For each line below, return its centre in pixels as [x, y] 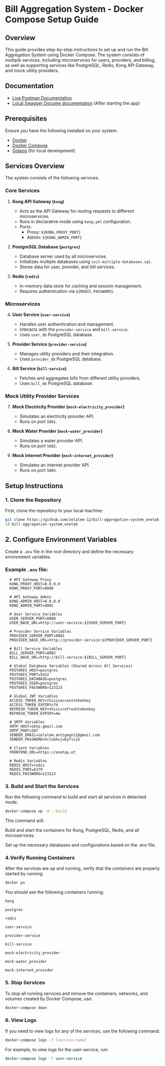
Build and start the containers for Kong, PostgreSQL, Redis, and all [72, 830]
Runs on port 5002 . [38, 446]
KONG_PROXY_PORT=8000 [32, 588]
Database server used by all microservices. [63, 256]
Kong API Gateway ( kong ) [38, 201]
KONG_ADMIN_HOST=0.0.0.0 [35, 601]
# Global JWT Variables [34, 696]
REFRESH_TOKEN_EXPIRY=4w [35, 713]
